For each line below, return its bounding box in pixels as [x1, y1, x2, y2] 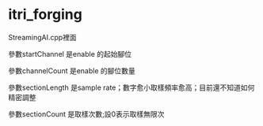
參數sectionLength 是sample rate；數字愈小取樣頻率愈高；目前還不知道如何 [8, 83, 255, 92]
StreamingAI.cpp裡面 [8, 32, 77, 42]
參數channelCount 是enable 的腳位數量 [8, 65, 136, 76]
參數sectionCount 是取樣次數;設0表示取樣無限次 [8, 109, 165, 119]
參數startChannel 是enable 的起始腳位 [8, 49, 132, 58]
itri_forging [8, 6, 83, 24]
